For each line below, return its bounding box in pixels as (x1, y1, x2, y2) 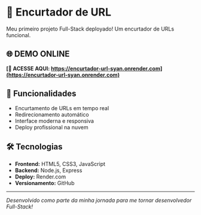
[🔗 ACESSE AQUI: (6, 65, 50, 72)
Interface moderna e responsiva (14, 117, 95, 125)
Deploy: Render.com (14, 173, 66, 180)
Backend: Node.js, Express (14, 167, 83, 174)
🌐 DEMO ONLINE (6, 49, 70, 59)
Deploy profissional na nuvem (14, 123, 89, 131)
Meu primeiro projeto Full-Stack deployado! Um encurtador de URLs (6, 25, 175, 32)
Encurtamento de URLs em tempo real (14, 104, 109, 111)
